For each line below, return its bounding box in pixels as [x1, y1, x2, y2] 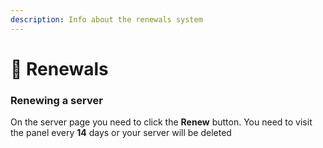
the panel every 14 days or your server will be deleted [10, 127, 232, 139]
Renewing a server [10, 93, 103, 107]
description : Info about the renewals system [10, 14, 203, 25]
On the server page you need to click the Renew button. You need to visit [10, 116, 313, 128]
